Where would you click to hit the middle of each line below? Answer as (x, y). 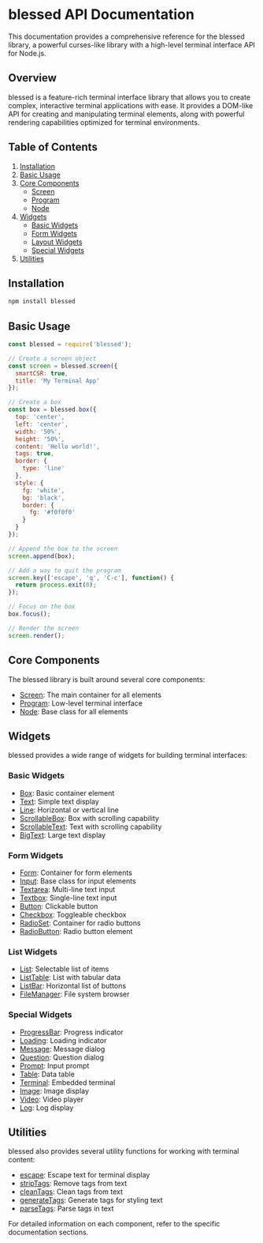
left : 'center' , (42, 424)
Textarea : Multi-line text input (67, 889)
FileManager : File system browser (74, 994)
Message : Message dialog (62, 1049)
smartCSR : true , (42, 373)
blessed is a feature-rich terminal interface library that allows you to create (129, 97)
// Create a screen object (52, 358)
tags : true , (35, 454)
